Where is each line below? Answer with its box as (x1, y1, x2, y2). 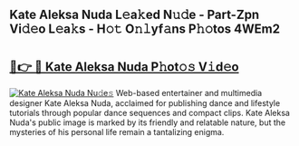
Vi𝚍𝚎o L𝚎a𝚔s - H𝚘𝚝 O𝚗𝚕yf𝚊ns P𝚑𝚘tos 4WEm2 (9, 22, 281, 37)
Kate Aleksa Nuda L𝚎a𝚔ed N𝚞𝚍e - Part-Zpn (9, 7, 260, 23)
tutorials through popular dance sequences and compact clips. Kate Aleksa (9, 108, 290, 118)
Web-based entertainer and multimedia (115, 88, 263, 98)
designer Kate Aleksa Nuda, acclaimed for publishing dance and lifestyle (9, 98, 281, 108)
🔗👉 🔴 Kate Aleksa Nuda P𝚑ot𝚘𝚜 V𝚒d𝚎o (9, 59, 239, 74)
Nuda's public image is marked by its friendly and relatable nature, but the (9, 117, 286, 128)
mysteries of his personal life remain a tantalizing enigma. (9, 127, 225, 137)
